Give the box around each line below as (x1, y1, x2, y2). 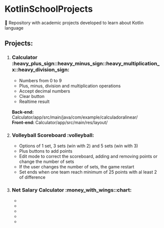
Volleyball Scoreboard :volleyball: (11, 131, 95, 138)
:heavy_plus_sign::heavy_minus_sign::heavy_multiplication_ (11, 60, 160, 67)
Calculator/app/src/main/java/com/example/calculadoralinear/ (11, 114, 138, 120)
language (4, 25, 24, 31)
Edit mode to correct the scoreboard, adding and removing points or (19, 153, 158, 159)
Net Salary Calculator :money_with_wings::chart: (11, 186, 132, 193)
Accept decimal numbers (19, 88, 70, 94)
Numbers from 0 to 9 (19, 77, 62, 83)
